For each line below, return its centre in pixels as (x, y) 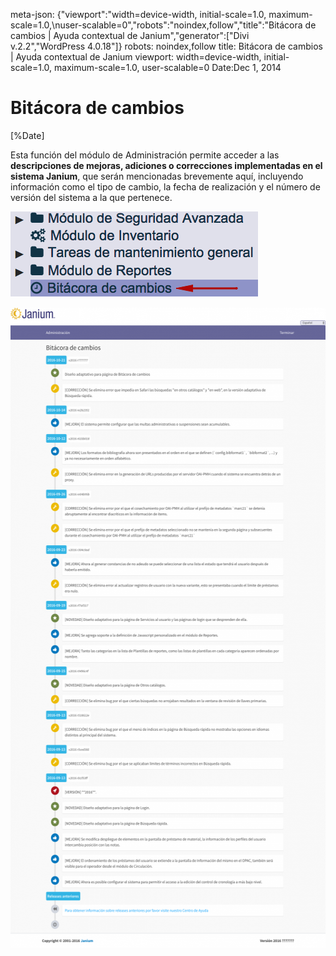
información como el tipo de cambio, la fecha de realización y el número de (165, 186)
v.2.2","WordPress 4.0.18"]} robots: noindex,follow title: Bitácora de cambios (166, 46)
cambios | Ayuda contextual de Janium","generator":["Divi (130, 35)
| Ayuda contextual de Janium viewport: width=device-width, (136, 57)
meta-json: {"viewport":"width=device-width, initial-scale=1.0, (138, 14)
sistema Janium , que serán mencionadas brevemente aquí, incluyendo (157, 176)
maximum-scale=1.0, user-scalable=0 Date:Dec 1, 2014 (168, 67)
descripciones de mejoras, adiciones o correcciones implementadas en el (166, 165)
